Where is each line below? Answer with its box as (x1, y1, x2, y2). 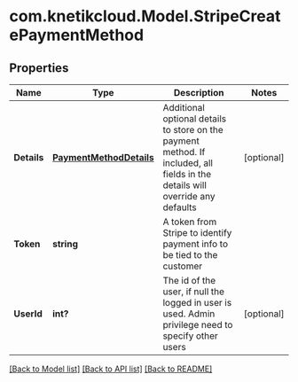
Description (173, 87, 224, 98)
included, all (162, 157, 213, 169)
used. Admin (162, 308, 216, 320)
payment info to (162, 238, 229, 250)
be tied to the (162, 249, 218, 261)
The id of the (162, 275, 216, 286)
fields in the (162, 168, 212, 180)
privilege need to (162, 319, 233, 331)
